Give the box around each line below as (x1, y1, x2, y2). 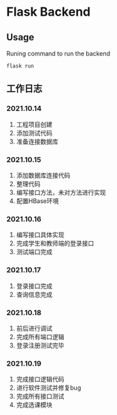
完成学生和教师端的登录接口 (16, 239, 95, 247)
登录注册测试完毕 (16, 341, 65, 349)
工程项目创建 (16, 120, 52, 129)
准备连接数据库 (16, 137, 58, 146)
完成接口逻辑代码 (16, 375, 65, 384)
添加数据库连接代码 (16, 171, 71, 179)
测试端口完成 (16, 247, 52, 256)
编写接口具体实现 (16, 230, 65, 239)
